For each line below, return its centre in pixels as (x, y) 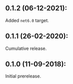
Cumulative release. (26, 48)
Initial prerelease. (23, 76)
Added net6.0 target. (27, 20)
